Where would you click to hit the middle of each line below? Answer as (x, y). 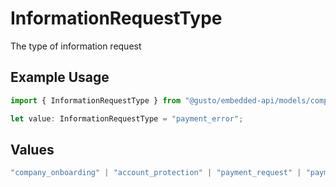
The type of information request (76, 46)
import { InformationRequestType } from (96, 100)
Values (32, 149)
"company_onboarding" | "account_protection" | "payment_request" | (156, 173)
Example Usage (60, 77)
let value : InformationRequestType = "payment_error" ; (127, 118)
